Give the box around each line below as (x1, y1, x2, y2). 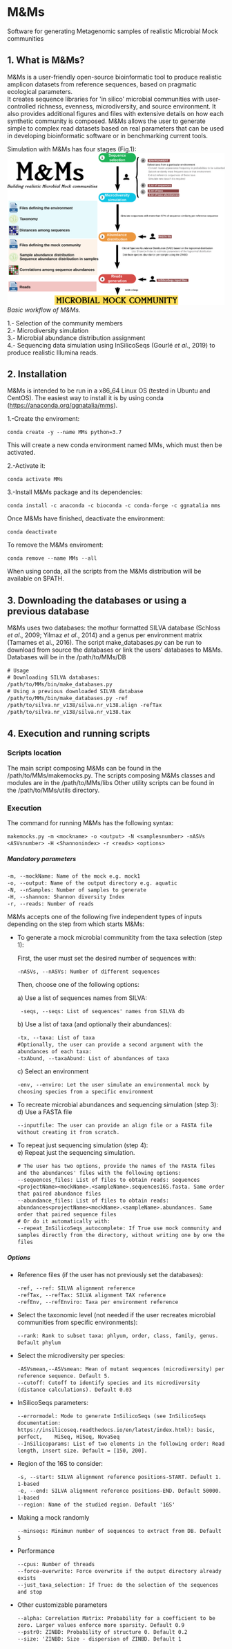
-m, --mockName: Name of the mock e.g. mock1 (7, 873, 140, 880)
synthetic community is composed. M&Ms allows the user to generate (7, 117, 206, 125)
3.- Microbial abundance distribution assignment (7, 333, 146, 342)
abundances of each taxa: (17, 1048, 92, 1055)
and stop (17, 1589, 43, 1596)
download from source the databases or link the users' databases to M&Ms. (7, 646, 223, 654)
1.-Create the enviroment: (7, 415, 80, 423)
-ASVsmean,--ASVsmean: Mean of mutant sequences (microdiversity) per (17, 1366, 225, 1373)
